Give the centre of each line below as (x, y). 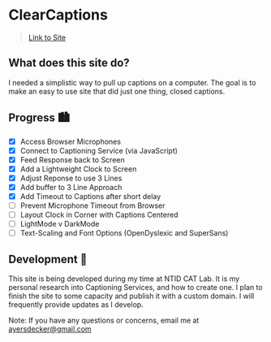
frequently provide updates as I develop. (76, 305)
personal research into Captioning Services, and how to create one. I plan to (135, 288)
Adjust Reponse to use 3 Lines (71, 178)
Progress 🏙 (39, 118)
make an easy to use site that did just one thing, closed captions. (117, 91)
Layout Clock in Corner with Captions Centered (99, 215)
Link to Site (47, 37)
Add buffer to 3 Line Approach (71, 187)
